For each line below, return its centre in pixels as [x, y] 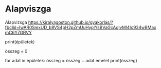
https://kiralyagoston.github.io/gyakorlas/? [71, 22]
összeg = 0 [16, 51]
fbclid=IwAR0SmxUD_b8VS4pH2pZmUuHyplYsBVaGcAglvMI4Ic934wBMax [81, 27]
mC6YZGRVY [18, 32]
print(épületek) [20, 41]
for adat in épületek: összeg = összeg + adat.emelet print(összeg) [71, 60]
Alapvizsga [16, 22]
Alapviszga [28, 9]
